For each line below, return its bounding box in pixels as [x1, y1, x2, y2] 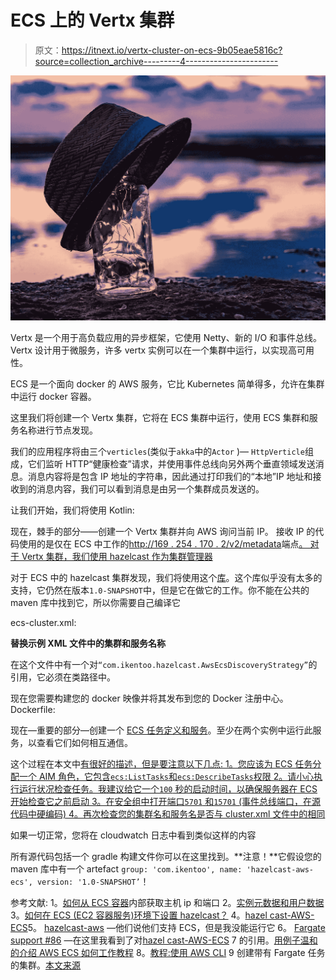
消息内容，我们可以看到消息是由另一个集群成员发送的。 [36, 483, 265, 495]
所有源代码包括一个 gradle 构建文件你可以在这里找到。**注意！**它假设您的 [10, 851, 322, 863]
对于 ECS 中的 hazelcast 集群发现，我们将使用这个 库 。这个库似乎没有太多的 [10, 572, 323, 584]
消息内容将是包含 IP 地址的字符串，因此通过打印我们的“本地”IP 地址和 [27, 471, 313, 483]
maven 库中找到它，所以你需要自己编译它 [10, 597, 181, 609]
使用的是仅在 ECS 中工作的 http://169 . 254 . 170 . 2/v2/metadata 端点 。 [18, 538, 308, 550]
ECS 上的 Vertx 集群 [10, 9, 175, 32]
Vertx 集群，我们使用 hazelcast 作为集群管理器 [21, 551, 213, 563]
